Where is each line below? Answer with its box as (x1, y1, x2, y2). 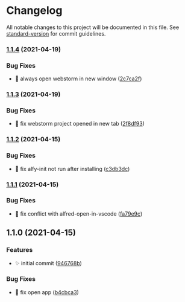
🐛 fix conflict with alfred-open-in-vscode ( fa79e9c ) (14, 210, 143, 217)
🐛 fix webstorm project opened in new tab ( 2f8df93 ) (14, 120, 145, 127)
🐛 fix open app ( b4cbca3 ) (14, 288, 80, 296)
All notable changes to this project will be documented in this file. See (6, 24, 180, 31)
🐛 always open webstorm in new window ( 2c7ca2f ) (14, 75, 142, 82)
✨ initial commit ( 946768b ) (14, 259, 83, 266)
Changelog (6, 4, 63, 18)
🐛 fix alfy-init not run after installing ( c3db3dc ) (14, 165, 130, 172)
